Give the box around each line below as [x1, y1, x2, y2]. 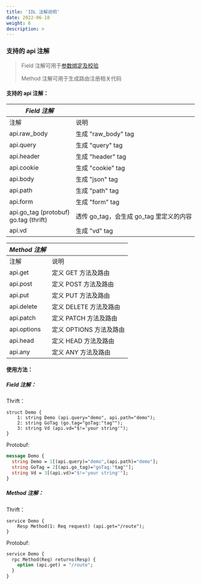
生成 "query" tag [75, 140, 123, 149]
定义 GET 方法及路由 [51, 268, 110, 277]
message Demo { [6, 453, 45, 459]
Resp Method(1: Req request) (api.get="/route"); [17, 523, 145, 529]
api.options [9, 325, 41, 333]
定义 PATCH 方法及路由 [51, 314, 118, 322]
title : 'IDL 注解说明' [6, 8, 60, 15]
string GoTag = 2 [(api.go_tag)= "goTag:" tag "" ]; [12, 464, 134, 471]
